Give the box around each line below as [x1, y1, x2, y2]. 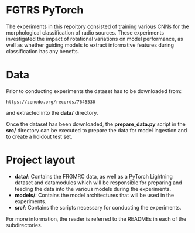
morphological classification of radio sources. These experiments [6, 29, 165, 36]
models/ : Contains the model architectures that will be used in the [14, 191, 175, 198]
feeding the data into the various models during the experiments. [14, 185, 172, 192]
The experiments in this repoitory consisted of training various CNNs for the [6, 23, 189, 30]
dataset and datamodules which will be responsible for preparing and [14, 179, 183, 186]
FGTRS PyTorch [6, 4, 84, 17]
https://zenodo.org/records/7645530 [6, 99, 95, 105]
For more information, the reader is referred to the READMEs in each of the [6, 215, 187, 222]
